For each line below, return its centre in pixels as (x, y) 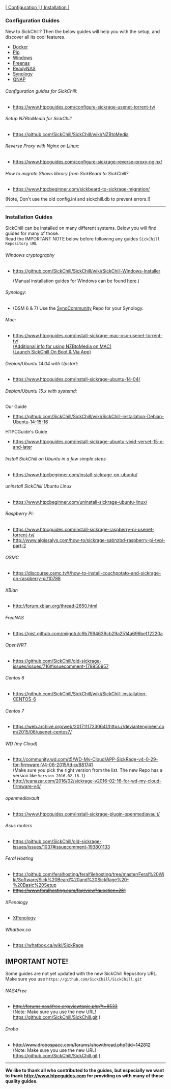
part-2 (19, 546)
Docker (20, 47)
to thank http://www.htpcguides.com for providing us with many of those (84, 1076)
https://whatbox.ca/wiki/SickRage (48, 945)
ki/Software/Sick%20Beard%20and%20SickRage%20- (71, 880)
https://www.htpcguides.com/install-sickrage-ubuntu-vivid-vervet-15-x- (88, 442)
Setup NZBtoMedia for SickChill (39, 119)
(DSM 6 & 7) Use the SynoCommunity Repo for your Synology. (78, 308)
